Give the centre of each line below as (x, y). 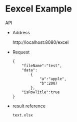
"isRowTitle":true (41, 92)
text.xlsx (23, 115)
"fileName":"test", (42, 66)
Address (21, 32)
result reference (29, 106)
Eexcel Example (39, 9)
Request (21, 52)
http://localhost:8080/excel (40, 42)
